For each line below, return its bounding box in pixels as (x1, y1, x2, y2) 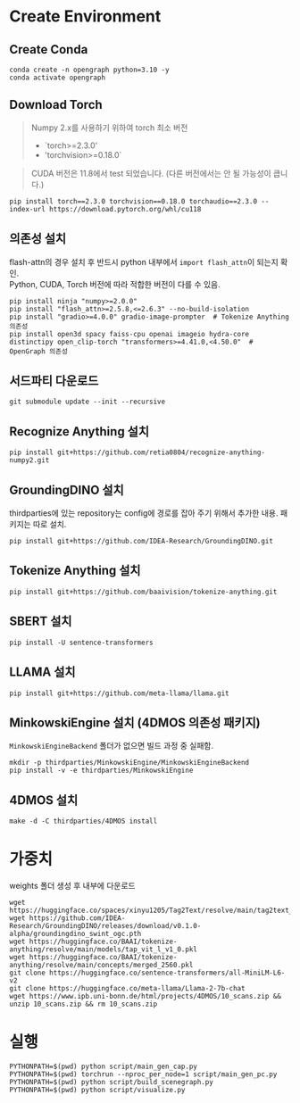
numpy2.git (9, 456, 50, 465)
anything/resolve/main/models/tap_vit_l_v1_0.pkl (9, 945, 198, 954)
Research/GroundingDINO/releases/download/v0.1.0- (9, 922, 202, 931)
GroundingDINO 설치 (9, 482, 124, 497)
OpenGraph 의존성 (9, 346, 69, 356)
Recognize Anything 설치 (9, 424, 150, 439)
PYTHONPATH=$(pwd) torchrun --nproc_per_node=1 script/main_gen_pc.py (9, 1070, 278, 1079)
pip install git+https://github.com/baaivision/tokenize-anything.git (9, 587, 278, 596)
